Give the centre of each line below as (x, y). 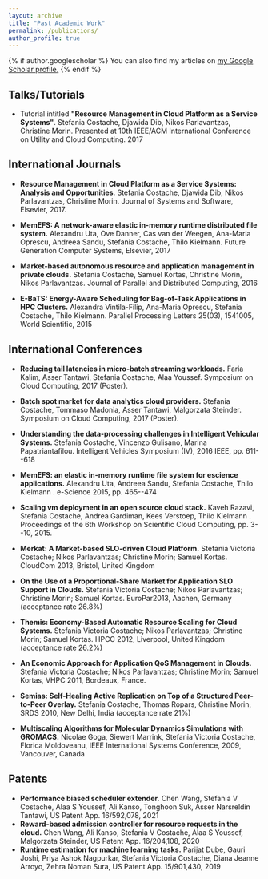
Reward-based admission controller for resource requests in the (129, 824)
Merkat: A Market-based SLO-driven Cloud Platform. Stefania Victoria (138, 548)
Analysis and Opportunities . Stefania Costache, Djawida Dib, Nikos (132, 192)
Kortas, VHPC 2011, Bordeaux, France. (83, 680)
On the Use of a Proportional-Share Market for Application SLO (126, 581)
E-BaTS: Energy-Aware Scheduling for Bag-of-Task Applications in (133, 298)
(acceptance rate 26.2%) (61, 647)
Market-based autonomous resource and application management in (137, 266)
